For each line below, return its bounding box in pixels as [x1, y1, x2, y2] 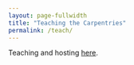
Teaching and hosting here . [8, 48, 98, 58]
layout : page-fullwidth [8, 11, 88, 20]
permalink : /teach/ [8, 26, 73, 34]
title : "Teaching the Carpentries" [8, 19, 127, 27]
